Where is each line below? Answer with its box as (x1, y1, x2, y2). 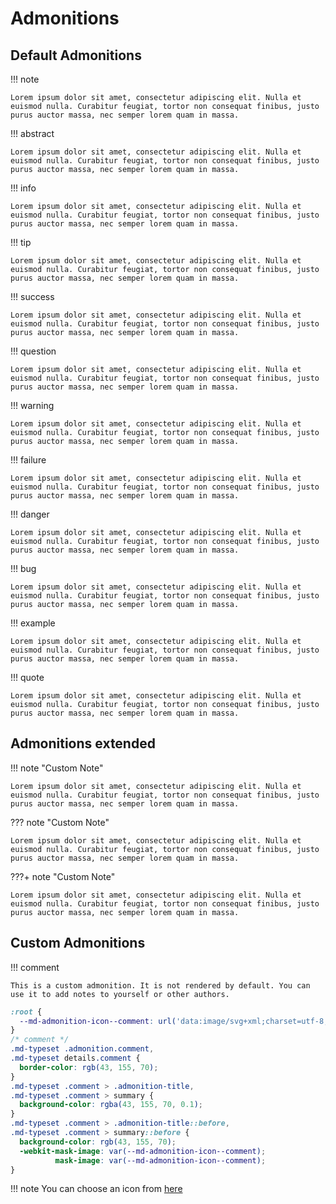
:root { (10, 1007, 43, 1017)
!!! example (10, 617, 56, 629)
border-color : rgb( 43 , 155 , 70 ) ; (19, 1062, 159, 1072)
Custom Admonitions (10, 935, 146, 952)
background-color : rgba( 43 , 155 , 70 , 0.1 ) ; (19, 1100, 204, 1110)
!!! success (10, 291, 55, 302)
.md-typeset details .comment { (10, 1053, 141, 1063)
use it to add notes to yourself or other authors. (10, 989, 230, 999)
